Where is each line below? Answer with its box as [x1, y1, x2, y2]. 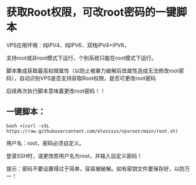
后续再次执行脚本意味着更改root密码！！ [6, 87, 106, 94]
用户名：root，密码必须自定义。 [6, 139, 85, 147]
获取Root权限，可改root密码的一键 [6, 5, 177, 19]
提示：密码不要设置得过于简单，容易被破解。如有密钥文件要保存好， [6, 165, 174, 172]
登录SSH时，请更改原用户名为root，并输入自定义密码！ [6, 152, 143, 159]
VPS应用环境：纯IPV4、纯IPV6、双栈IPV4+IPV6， [6, 41, 130, 49]
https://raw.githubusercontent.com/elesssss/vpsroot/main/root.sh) [6, 128, 179, 134]
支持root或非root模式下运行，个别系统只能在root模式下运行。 [6, 54, 157, 61]
